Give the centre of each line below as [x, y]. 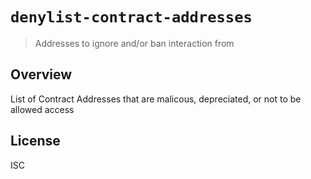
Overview [41, 74]
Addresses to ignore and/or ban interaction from [134, 43]
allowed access [42, 109]
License [35, 141]
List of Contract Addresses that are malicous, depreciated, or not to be [156, 99]
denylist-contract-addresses [131, 17]
